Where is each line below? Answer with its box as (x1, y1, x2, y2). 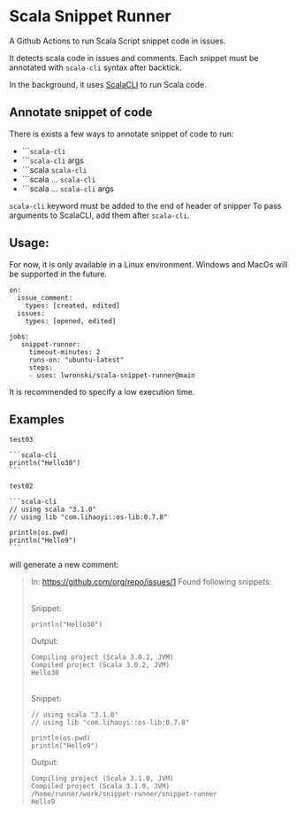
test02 (9, 482, 34, 491)
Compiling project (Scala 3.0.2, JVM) (30, 653, 174, 662)
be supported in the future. (9, 268, 108, 279)
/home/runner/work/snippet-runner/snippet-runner (30, 790, 218, 799)
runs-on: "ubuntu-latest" (28, 355, 125, 364)
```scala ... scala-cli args (21, 183, 115, 194)
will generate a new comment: (9, 560, 119, 570)
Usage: (9, 236, 50, 251)
